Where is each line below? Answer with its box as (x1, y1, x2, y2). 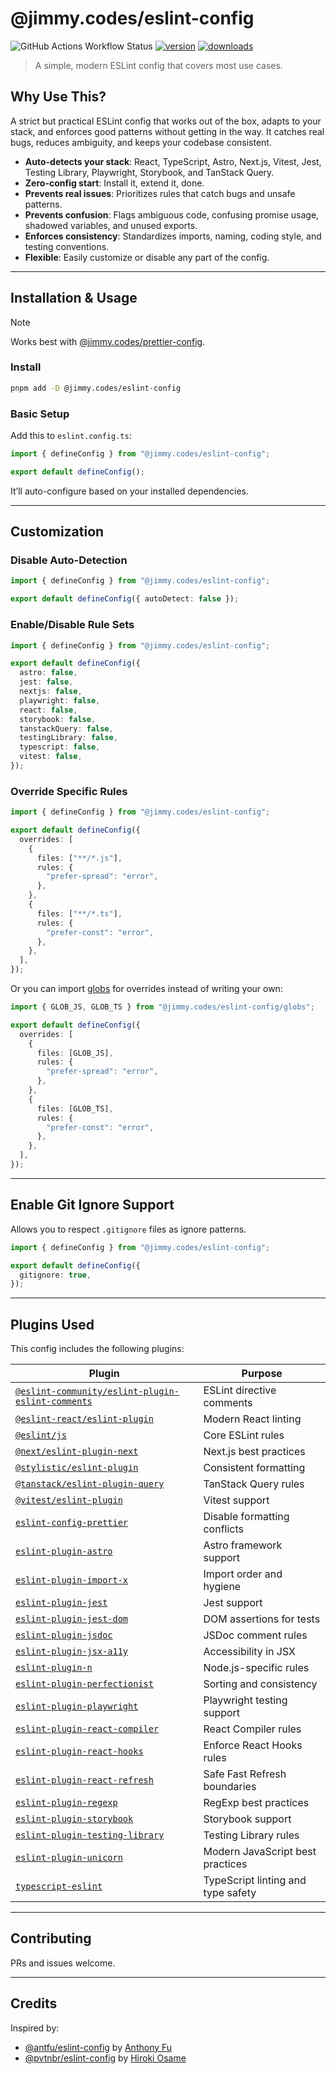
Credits (10, 1995, 58, 2012)
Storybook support (203, 1812, 292, 1826)
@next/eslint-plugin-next (15, 1446, 139, 1457)
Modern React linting (203, 1412, 302, 1426)
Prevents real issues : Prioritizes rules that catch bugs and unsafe (24, 187, 296, 199)
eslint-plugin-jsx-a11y (15, 1646, 129, 1657)
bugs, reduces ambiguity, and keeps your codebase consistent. (10, 136, 272, 148)
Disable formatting (203, 1510, 290, 1524)
